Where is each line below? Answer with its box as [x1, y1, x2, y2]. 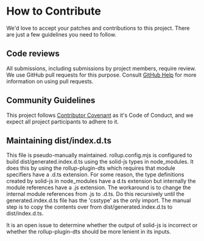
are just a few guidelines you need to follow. [6, 30, 117, 38]
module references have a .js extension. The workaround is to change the [6, 184, 191, 191]
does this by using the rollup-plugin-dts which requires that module [6, 164, 175, 172]
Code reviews [6, 49, 60, 59]
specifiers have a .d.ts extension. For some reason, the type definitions [6, 171, 185, 178]
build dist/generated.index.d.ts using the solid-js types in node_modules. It [6, 158, 194, 166]
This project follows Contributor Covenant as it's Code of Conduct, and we [6, 111, 194, 119]
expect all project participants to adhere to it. [6, 117, 119, 125]
